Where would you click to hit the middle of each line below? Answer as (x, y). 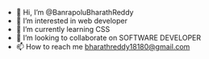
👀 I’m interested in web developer (71, 21)
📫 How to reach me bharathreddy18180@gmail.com (103, 47)
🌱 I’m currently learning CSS (63, 29)
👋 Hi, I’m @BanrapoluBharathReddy (75, 12)
